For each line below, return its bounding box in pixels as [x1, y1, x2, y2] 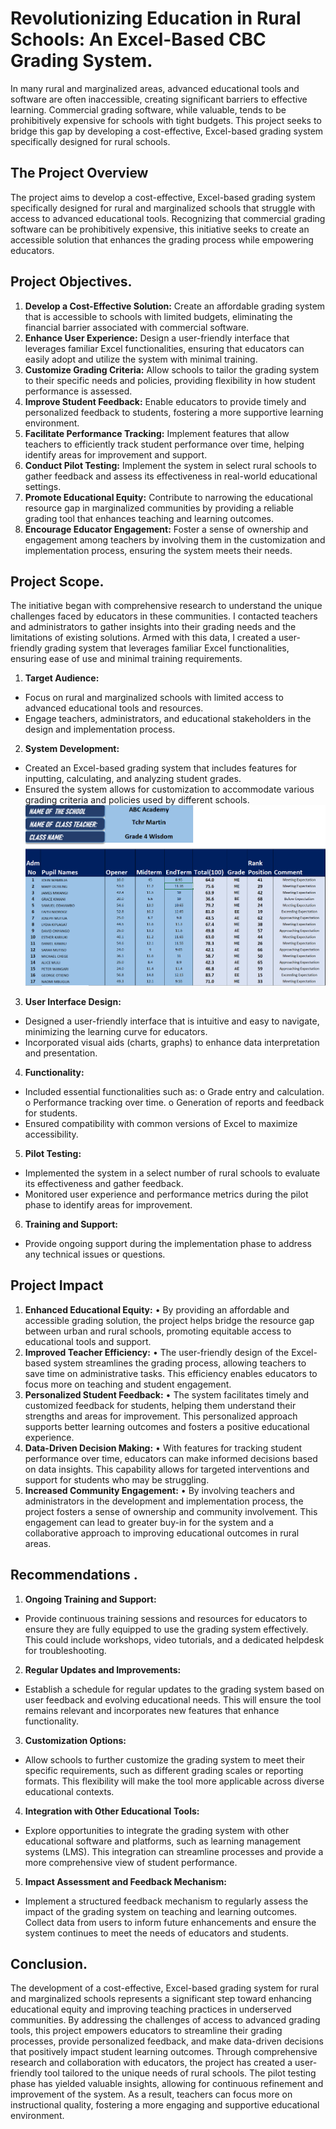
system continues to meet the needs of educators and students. [24, 1927, 289, 1939]
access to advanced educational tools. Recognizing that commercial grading [10, 212, 326, 224]
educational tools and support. [24, 1335, 152, 1347]
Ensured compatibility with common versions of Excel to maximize [24, 1118, 298, 1130]
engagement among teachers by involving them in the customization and [24, 533, 326, 546]
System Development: [24, 743, 120, 755]
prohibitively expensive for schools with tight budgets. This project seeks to [10, 114, 322, 126]
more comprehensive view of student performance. [24, 1856, 238, 1868]
